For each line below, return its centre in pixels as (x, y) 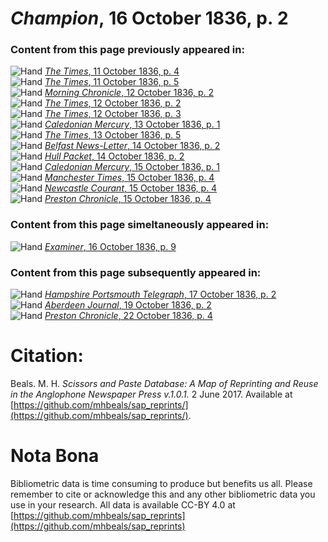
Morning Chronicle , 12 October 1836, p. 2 (129, 93)
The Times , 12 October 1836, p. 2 (113, 103)
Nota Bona (55, 456)
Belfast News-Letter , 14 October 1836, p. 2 (132, 146)
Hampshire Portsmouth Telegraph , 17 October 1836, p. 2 (160, 294)
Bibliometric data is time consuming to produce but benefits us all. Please (161, 483)
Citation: (47, 356)
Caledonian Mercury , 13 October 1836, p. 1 (132, 124)
